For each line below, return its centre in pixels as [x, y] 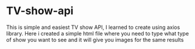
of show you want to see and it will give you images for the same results [95, 40]
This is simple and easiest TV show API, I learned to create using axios [93, 27]
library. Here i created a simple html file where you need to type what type [98, 33]
